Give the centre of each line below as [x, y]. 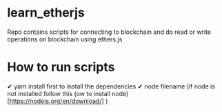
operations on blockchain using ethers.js [65, 39]
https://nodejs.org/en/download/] [57, 101]
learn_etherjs [46, 13]
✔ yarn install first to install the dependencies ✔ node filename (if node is [111, 86]
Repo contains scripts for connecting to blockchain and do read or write [109, 32]
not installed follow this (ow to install [59, 93]
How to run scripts [61, 67]
